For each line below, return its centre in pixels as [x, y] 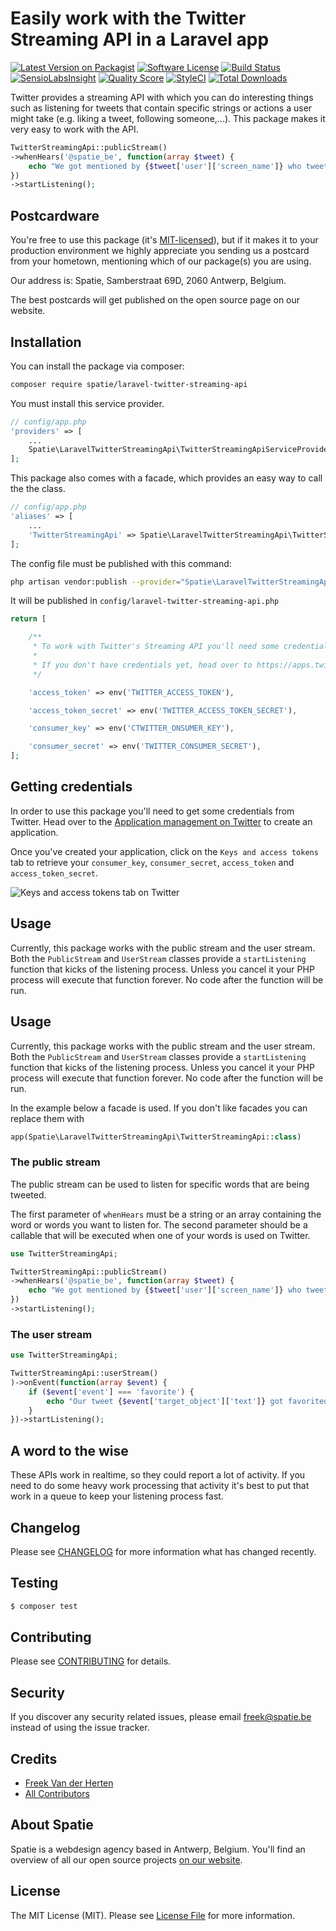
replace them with [47, 1118]
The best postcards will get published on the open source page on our [155, 300]
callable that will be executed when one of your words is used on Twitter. [160, 1235]
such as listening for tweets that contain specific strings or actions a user [161, 108]
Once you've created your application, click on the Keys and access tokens [164, 851]
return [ [28, 619]
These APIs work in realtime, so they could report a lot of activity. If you [158, 1475]
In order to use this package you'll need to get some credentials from [152, 811]
